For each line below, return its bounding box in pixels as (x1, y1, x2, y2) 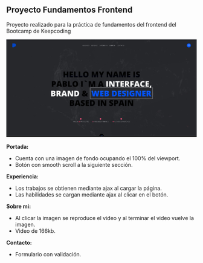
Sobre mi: (6, 203, 31, 210)
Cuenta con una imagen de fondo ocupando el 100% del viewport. (14, 154, 181, 162)
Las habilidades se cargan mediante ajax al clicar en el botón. (14, 190, 169, 198)
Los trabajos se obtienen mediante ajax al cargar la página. (14, 184, 162, 192)
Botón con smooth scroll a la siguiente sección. (14, 161, 133, 168)
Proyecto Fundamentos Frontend (6, 5, 133, 15)
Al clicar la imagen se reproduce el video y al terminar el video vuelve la (14, 214, 195, 221)
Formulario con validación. (14, 250, 82, 258)
